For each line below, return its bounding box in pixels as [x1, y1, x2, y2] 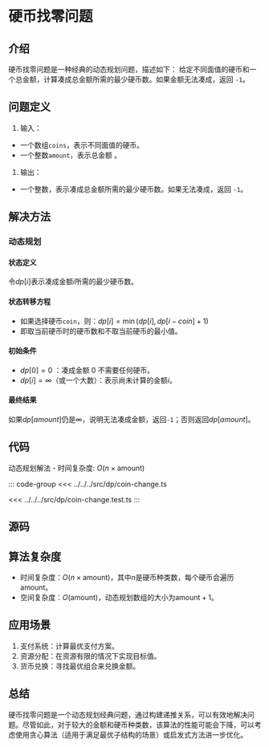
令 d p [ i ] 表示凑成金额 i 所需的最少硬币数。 [8, 277, 139, 286]
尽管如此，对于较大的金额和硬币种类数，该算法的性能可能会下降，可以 [22, 720, 255, 729]
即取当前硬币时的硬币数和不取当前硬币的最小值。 [19, 326, 182, 335]
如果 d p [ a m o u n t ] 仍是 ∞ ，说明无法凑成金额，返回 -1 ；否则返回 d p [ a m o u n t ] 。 [8, 414, 255, 424]
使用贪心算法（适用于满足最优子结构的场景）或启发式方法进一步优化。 [14, 729, 247, 739]
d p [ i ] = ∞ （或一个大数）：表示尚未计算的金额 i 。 [19, 375, 177, 385]
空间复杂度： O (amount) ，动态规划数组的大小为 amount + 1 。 [19, 592, 218, 602]
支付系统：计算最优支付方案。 [19, 641, 119, 651]
